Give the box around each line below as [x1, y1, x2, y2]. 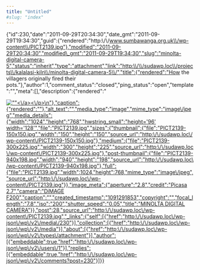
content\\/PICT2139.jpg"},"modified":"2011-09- [6, 43, 121, 51]
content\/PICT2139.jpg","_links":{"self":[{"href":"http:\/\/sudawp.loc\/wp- [6, 212, 186, 220]
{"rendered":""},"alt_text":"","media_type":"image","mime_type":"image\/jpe [6, 105, 192, 112]
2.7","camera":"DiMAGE [6, 187, 64, 194]
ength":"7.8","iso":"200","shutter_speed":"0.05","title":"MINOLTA [6, 200, 164, 207]
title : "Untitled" [6, 8, 52, 15]
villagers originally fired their [6, 75, 76, 82]
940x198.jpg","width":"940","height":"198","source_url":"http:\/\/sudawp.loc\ [6, 156, 194, 163]
